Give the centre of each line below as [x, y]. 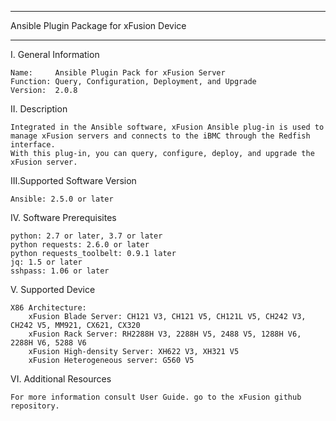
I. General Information [55, 54]
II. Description [39, 109]
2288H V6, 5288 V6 [48, 343]
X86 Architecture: [48, 308]
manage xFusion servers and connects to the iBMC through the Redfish [160, 136]
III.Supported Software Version [73, 180]
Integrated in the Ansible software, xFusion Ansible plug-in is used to [167, 127]
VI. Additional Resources [61, 379]
